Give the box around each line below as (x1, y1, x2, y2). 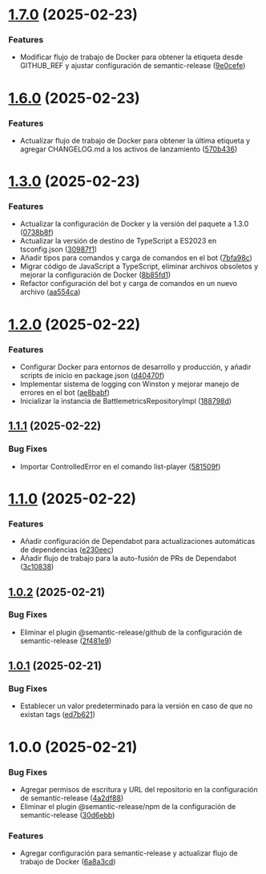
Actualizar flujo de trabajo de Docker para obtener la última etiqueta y (19, 135, 251, 145)
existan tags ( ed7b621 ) (19, 710, 96, 719)
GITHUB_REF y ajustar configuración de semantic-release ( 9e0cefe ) (19, 61, 246, 70)
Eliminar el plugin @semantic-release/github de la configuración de (19, 627, 243, 637)
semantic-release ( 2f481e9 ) (19, 635, 112, 646)
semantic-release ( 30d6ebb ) (19, 810, 115, 820)
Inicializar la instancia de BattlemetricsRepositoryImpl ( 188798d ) (19, 396, 232, 405)
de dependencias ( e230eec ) (19, 545, 115, 554)
